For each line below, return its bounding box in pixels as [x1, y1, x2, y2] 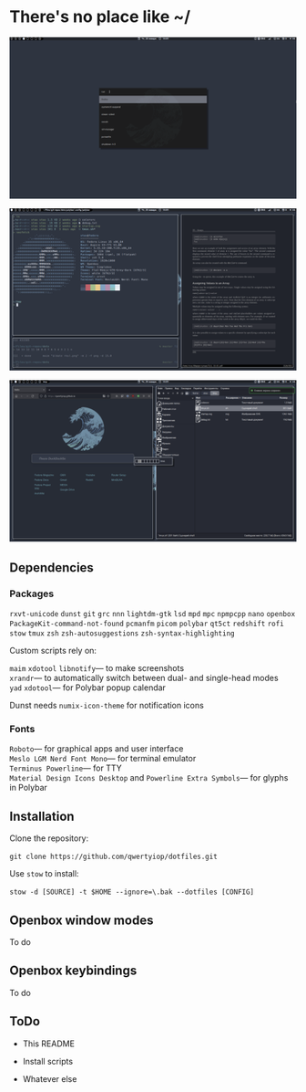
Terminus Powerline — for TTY [9, 762, 123, 773]
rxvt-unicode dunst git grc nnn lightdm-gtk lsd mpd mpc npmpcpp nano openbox [9, 610, 296, 619]
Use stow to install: [9, 868, 79, 879]
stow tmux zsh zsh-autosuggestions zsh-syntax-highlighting [9, 629, 235, 638]
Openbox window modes [9, 912, 154, 928]
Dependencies [9, 560, 94, 575]
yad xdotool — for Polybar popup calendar [9, 682, 167, 693]
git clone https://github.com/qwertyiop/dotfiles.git [9, 852, 219, 862]
